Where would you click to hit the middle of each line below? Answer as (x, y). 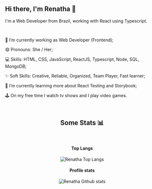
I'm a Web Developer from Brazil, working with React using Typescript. (76, 21)
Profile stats (82, 170)
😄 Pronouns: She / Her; (29, 49)
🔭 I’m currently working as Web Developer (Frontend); (59, 40)
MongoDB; (16, 66)
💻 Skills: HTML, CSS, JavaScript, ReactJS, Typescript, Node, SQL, (72, 59)
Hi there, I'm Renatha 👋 (41, 9)
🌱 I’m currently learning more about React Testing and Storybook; (71, 85)
